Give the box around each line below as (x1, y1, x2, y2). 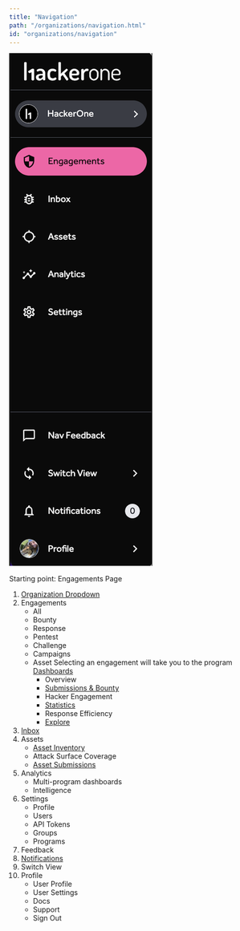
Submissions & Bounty (44, 683, 120, 693)
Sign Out (32, 913, 63, 923)
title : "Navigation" (9, 13, 79, 21)
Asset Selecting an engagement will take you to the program (32, 658, 233, 667)
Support (32, 905, 60, 914)
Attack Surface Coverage (32, 751, 117, 761)
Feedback (20, 845, 55, 855)
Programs (32, 836, 66, 846)
